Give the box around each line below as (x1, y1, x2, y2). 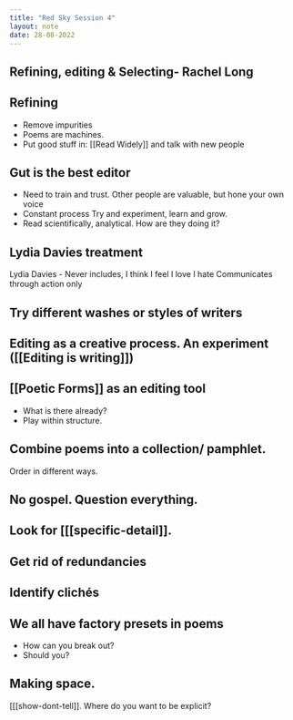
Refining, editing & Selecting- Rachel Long (9, 64, 254, 79)
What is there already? (22, 405, 107, 416)
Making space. (9, 676, 96, 692)
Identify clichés (9, 585, 100, 601)
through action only (9, 279, 83, 290)
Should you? (22, 649, 70, 661)
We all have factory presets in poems (9, 616, 225, 632)
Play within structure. (22, 415, 103, 426)
